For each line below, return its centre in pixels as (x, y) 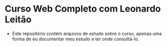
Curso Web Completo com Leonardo (83, 9)
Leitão (18, 19)
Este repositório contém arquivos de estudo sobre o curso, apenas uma (87, 33)
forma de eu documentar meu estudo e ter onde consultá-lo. (76, 39)
